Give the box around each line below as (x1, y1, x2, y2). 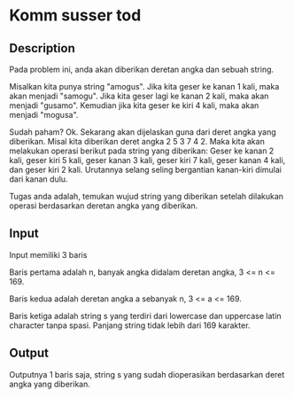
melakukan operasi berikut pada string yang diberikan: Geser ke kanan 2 (9, 145, 275, 156)
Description (9, 41, 75, 56)
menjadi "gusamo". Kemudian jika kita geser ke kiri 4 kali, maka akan (9, 100, 259, 111)
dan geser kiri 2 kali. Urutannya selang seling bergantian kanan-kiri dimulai (9, 165, 282, 175)
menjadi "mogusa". (9, 110, 79, 120)
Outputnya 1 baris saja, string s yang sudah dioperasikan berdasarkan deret (9, 369, 285, 379)
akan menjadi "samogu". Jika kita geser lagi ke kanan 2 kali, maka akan (9, 90, 269, 101)
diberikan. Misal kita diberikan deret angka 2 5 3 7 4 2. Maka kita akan (9, 137, 266, 146)
